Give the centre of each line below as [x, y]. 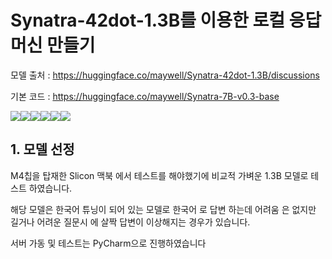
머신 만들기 [53, 45]
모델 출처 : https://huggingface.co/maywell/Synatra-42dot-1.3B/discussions [165, 75]
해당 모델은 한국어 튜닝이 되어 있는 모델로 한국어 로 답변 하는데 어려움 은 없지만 [163, 209]
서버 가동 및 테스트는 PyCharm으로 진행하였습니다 [108, 243]
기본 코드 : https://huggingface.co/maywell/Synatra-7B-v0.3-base [145, 96]
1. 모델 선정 [42, 149]
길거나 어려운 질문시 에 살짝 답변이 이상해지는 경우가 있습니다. [130, 222]
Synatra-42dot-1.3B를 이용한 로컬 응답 [166, 20]
